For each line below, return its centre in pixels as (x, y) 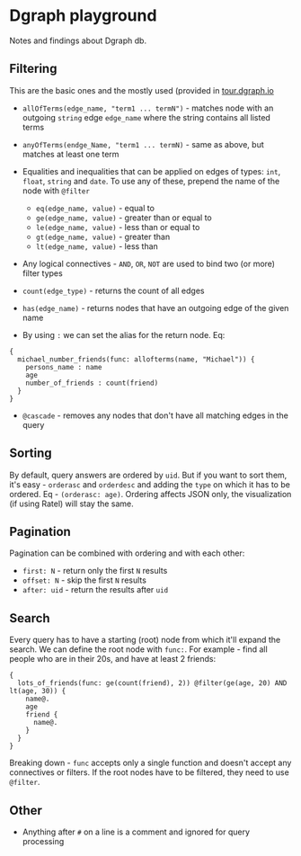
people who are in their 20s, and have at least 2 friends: (113, 659)
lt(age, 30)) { (38, 691)
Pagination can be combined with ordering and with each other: (127, 553)
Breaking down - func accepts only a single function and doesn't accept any (150, 763)
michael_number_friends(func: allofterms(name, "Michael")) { (136, 359)
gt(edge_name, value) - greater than (103, 236)
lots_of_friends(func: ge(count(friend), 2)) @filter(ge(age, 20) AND (152, 683)
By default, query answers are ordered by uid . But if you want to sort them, (148, 475)
